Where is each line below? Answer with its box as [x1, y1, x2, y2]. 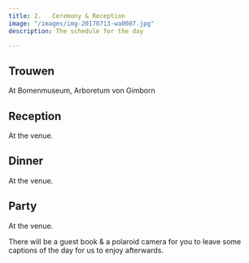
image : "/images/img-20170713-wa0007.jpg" [8, 19, 155, 28]
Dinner [8, 154, 44, 168]
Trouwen [8, 64, 55, 78]
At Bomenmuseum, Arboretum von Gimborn [8, 86, 156, 96]
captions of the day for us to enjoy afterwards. [8, 245, 164, 255]
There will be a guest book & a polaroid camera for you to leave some [8, 236, 242, 246]
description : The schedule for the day [8, 27, 144, 35]
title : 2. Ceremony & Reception [8, 11, 126, 20]
